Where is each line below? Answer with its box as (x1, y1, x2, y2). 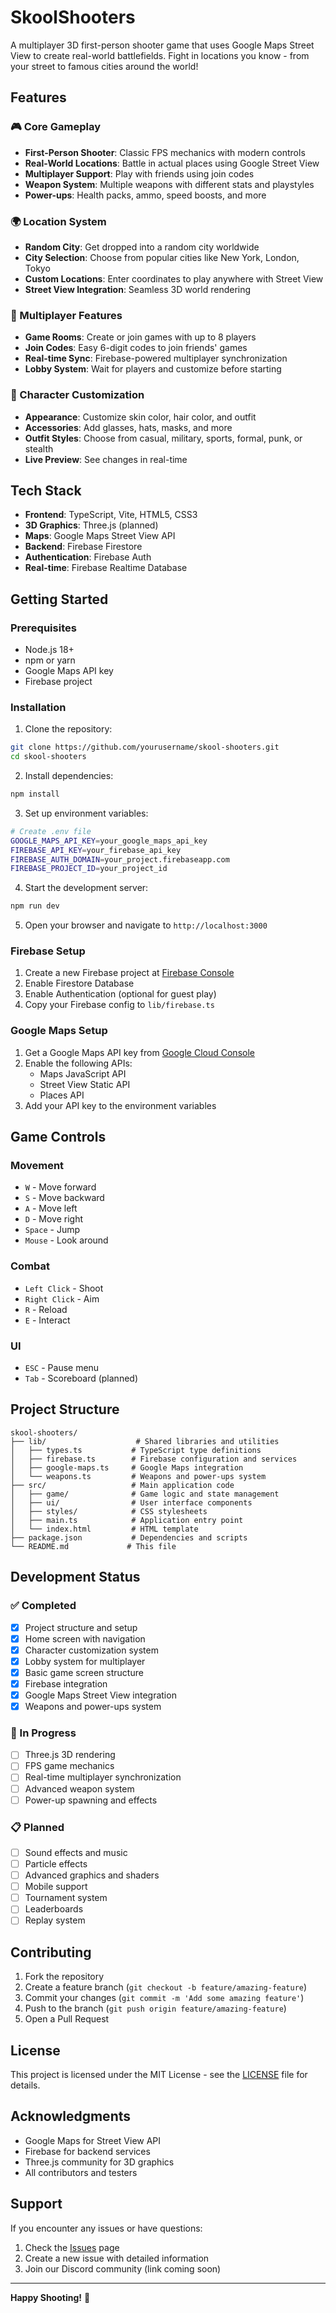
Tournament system (24, 1892, 108, 1904)
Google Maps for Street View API (24, 2134, 162, 2146)
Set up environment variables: (24, 807, 149, 819)
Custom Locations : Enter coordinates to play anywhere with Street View (24, 272, 324, 285)
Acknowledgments (10, 2108, 132, 2125)
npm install (10, 789, 60, 800)
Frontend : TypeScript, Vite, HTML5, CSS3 (24, 509, 198, 521)
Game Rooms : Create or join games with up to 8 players (24, 331, 257, 343)
